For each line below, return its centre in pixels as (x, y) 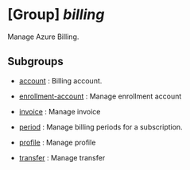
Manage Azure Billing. (43, 37)
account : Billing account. (60, 80)
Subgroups (36, 62)
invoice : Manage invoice (60, 111)
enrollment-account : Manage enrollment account (100, 96)
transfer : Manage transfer (62, 157)
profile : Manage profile (57, 142)
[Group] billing (56, 15)
